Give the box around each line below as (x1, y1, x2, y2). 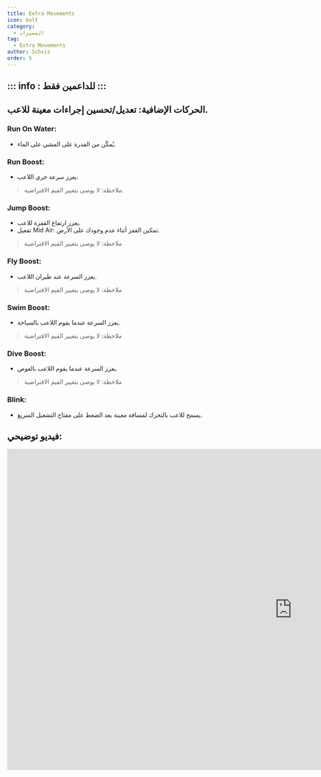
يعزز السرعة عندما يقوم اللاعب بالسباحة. (16, 318, 121, 327)
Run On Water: (7, 124, 57, 134)
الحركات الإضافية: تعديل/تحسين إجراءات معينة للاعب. (7, 104, 209, 116)
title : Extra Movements (7, 10, 75, 17)
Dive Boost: (7, 349, 47, 358)
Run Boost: (7, 157, 45, 166)
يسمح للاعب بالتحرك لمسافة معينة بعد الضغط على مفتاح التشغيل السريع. (16, 411, 203, 419)
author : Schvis (7, 49, 51, 56)
